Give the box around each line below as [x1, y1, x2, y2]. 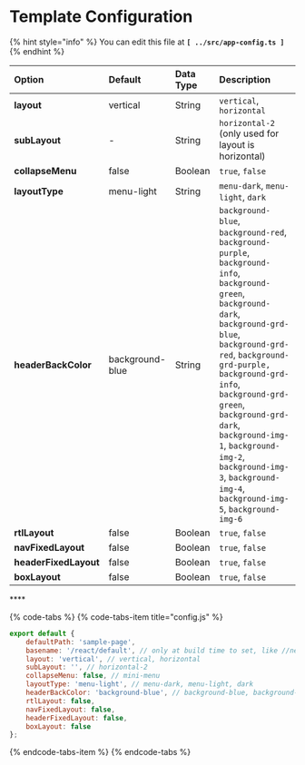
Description [219, 73, 271, 85]
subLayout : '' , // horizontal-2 [25, 662, 148, 672]
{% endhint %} [9, 45, 65, 56]
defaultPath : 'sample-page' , [25, 637, 136, 646]
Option [14, 73, 44, 85]
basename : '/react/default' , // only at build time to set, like [25, 646, 279, 655]
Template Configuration [9, 6, 193, 27]
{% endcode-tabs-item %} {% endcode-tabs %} [9, 747, 192, 758]
